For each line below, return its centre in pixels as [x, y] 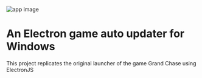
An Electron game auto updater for [96, 34]
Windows [31, 47]
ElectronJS [20, 70]
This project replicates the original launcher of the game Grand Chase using [101, 63]
